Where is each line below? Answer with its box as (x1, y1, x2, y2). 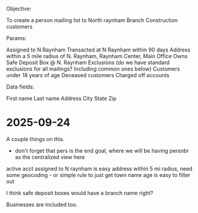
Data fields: (6, 83, 35, 90)
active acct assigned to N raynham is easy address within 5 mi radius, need (6, 165, 193, 172)
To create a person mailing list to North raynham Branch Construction (6, 17, 178, 23)
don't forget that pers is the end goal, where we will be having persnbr (14, 147, 189, 154)
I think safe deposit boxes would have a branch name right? (6, 189, 154, 196)
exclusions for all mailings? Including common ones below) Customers (6, 65, 180, 72)
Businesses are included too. (6, 200, 78, 208)
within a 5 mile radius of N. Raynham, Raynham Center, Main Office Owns (6, 53, 188, 59)
